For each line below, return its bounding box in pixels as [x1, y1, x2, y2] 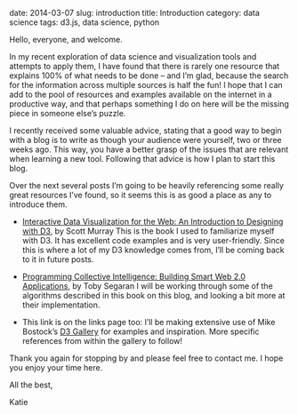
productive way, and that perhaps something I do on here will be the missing [9, 99, 289, 109]
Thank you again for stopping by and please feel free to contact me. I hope [9, 353, 284, 363]
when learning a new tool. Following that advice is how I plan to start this [9, 154, 276, 163]
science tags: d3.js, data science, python [9, 17, 160, 28]
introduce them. [9, 199, 68, 210]
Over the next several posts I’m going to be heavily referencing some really [9, 180, 285, 190]
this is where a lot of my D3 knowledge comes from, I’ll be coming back [21, 244, 285, 255]
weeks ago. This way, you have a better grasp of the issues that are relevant [9, 144, 289, 155]
